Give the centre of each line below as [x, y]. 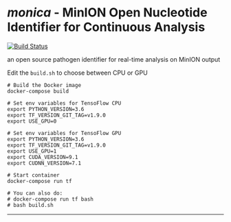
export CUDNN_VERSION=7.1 [44, 163]
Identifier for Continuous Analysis [106, 27]
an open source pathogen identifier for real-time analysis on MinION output [114, 59]
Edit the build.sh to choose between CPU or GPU [77, 73]
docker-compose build [38, 91]
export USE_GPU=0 [32, 121]
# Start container [33, 175]
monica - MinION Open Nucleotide [107, 13]
